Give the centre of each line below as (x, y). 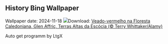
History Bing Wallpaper (42, 8)
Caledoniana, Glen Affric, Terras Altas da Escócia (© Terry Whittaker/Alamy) (84, 26)
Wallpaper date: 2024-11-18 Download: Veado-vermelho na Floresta (78, 21)
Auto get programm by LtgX (34, 36)
